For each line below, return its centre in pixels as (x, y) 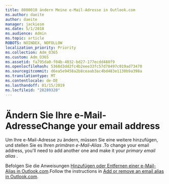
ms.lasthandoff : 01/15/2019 (35, 85)
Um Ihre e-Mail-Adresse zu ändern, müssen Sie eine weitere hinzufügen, (82, 140)
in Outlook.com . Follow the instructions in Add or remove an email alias (90, 171)
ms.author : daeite (25, 15)
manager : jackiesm (25, 24)
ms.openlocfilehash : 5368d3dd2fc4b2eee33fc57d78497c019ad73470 (74, 66)
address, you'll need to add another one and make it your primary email (80, 151)
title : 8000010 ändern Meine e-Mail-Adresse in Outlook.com (71, 10)
